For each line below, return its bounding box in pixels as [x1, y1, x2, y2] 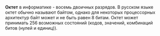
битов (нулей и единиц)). [5, 25, 58, 31]
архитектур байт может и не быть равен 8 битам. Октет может [5, 15, 139, 20]
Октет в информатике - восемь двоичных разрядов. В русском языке [5, 4, 154, 10]
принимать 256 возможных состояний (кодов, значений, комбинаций [5, 20, 153, 26]
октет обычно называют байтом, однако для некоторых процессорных [5, 9, 156, 15]
